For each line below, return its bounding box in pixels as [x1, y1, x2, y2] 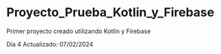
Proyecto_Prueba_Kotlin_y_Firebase [6, 5, 215, 20]
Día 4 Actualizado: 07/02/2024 [6, 40, 94, 48]
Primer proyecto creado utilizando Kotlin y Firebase [6, 27, 151, 35]
